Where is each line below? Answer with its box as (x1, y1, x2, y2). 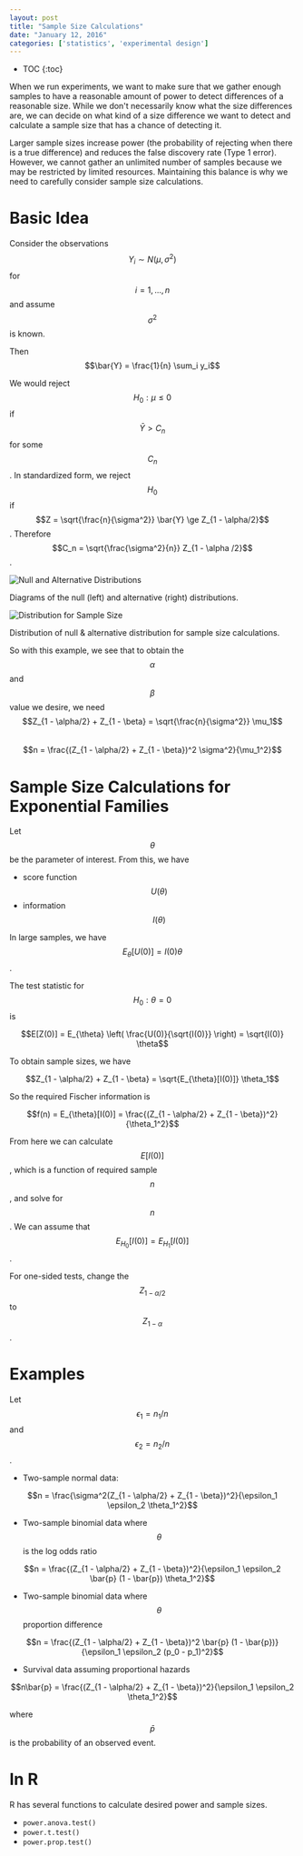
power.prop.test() (22, 1838, 93, 1847)
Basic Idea (9, 208, 89, 228)
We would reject (9, 378, 71, 389)
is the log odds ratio (22, 1546, 98, 1557)
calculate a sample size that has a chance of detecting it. (9, 120, 222, 131)
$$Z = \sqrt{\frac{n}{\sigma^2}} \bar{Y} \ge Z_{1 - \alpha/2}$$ (35, 515, 269, 526)
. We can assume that (9, 1221, 91, 1232)
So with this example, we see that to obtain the (9, 645, 184, 656)
